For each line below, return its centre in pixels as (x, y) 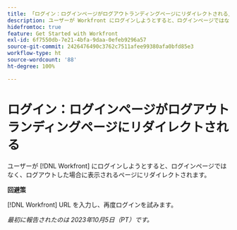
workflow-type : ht (34, 54)
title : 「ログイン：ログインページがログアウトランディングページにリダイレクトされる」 (121, 14)
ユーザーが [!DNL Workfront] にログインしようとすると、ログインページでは (117, 166)
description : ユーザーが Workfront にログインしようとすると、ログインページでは (116, 20)
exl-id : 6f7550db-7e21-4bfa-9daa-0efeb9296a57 (77, 40)
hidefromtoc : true (34, 27)
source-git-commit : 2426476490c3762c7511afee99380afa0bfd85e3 (101, 47)
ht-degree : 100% (31, 66)
